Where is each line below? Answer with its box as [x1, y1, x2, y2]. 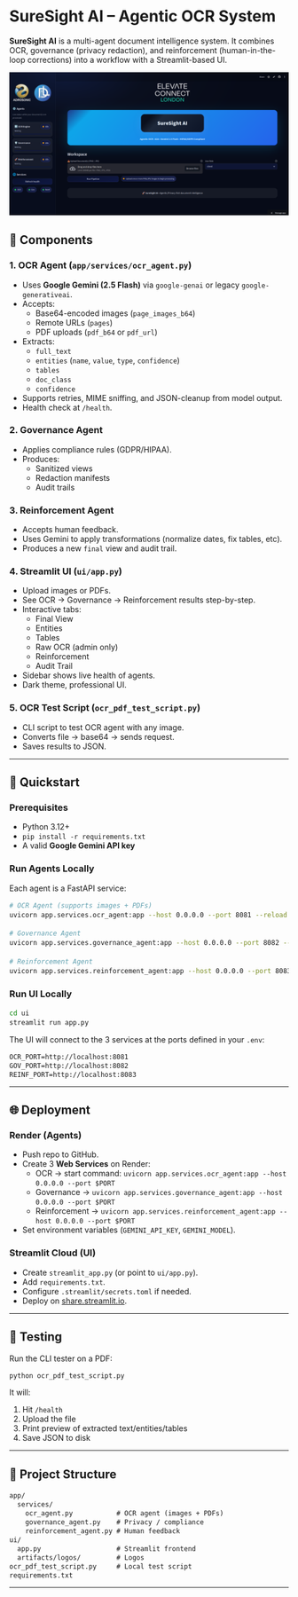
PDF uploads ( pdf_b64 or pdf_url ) [35, 326, 158, 337]
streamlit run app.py [9, 1018, 90, 1027]
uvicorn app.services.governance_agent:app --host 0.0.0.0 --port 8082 [9, 939, 279, 948]
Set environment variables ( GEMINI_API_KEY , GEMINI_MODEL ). [21, 1224, 237, 1235]
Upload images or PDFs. [21, 586, 112, 596]
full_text [35, 347, 73, 356]
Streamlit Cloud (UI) [9, 1247, 96, 1259]
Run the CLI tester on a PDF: [9, 1353, 113, 1364]
